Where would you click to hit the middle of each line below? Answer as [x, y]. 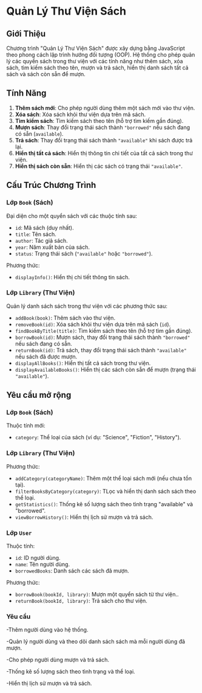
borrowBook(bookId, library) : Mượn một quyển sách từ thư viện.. [97, 594]
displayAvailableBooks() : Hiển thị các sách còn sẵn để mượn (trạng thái [105, 369]
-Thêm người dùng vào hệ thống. [47, 630]
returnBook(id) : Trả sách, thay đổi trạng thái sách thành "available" [101, 350]
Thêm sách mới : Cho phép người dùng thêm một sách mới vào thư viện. [105, 108]
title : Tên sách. [35, 234]
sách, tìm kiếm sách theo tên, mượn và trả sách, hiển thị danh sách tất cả [98, 68]
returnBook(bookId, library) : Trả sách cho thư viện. [81, 601]
